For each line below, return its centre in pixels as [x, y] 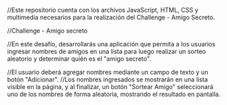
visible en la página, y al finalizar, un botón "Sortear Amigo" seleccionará [110, 87]
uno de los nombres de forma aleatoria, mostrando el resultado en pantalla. [114, 94]
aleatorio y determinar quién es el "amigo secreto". [79, 59]
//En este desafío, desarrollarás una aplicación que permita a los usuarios [111, 44]
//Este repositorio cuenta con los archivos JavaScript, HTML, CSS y [103, 10]
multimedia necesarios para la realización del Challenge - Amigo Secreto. [111, 17]
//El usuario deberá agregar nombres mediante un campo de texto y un [108, 72]
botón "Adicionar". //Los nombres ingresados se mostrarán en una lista [108, 79]
